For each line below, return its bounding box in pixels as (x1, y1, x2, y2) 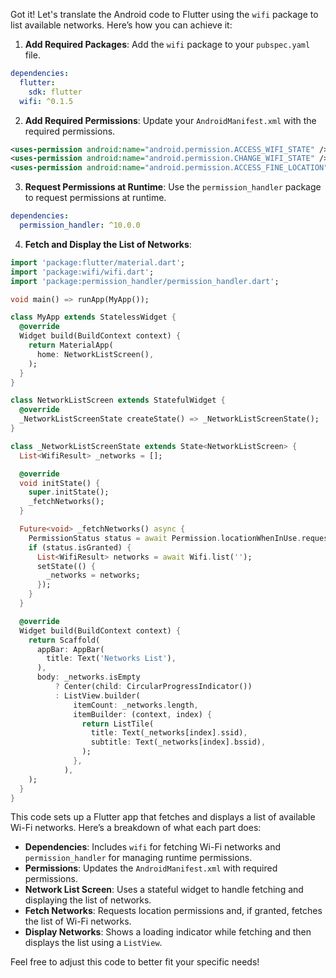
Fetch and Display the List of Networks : (24, 238, 192, 250)
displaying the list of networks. (24, 894, 152, 906)
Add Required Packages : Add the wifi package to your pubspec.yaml (24, 39, 311, 50)
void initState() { (19, 478, 101, 488)
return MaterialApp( (28, 340, 114, 350)
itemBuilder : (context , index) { (73, 709, 213, 719)
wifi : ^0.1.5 (19, 96, 74, 106)
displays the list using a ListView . (24, 937, 163, 949)
